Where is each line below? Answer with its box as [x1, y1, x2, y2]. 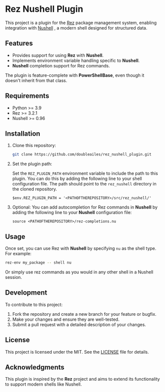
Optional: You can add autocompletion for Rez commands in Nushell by [12, 204, 158, 210]
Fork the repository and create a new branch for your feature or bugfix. [12, 311, 157, 317]
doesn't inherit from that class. [5, 77, 67, 83]
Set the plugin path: [12, 161, 53, 167]
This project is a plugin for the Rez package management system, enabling [5, 20, 157, 26]
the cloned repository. [12, 186, 58, 192]
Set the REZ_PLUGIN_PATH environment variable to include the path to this [12, 171, 159, 177]
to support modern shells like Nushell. [5, 381, 82, 387]
